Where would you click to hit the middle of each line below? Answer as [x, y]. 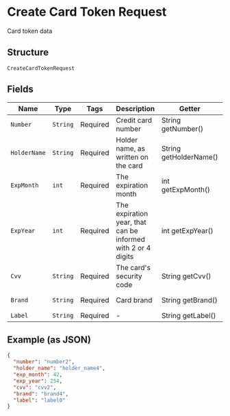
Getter [190, 108]
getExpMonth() [186, 189]
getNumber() [182, 129]
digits [125, 256]
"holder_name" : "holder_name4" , [60, 368]
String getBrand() [189, 300]
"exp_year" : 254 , [38, 381]
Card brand [134, 300]
